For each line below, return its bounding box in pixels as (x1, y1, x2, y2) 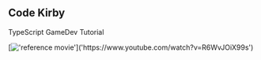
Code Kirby (8, 6, 66, 20)
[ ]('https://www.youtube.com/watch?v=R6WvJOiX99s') (8, 43, 254, 52)
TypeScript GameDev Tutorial (8, 27, 104, 36)
